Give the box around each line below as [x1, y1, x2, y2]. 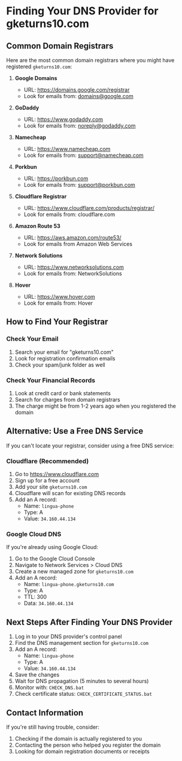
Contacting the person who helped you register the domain [14, 741, 161, 749]
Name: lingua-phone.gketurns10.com [23, 581, 114, 588]
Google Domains [14, 75, 57, 81]
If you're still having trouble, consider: [6, 723, 100, 731]
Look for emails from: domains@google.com [23, 93, 134, 99]
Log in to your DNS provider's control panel [14, 633, 122, 640]
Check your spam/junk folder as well [14, 361, 106, 368]
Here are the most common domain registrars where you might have [6, 57, 175, 63]
